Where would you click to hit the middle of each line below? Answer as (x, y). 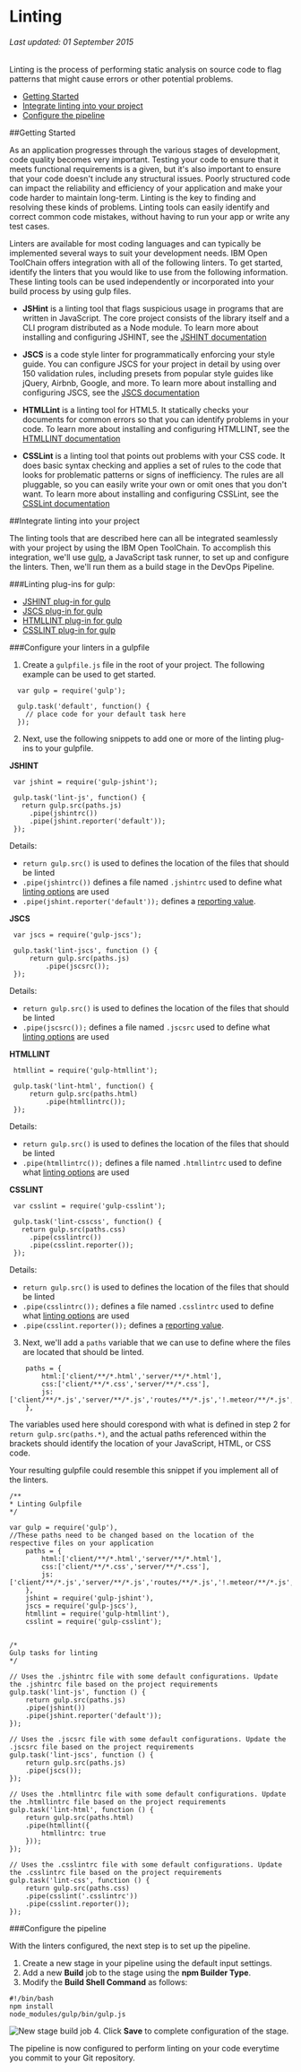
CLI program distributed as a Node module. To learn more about (140, 328)
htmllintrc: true (73, 1834)
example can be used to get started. (89, 675)
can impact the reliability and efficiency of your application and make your (146, 188)
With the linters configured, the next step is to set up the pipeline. (130, 1946)
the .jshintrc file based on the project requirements (114, 1685)
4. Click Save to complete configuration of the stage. (191, 2031)
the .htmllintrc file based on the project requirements (118, 1802)
